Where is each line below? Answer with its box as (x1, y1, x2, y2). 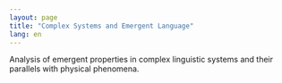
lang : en (9, 29, 42, 38)
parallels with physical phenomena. (9, 63, 140, 74)
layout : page (9, 12, 58, 22)
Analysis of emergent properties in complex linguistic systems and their (9, 54, 274, 65)
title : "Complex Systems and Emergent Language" (9, 21, 194, 30)
